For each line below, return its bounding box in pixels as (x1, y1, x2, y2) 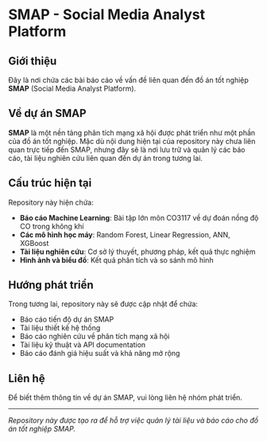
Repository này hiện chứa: (8, 197, 94, 207)
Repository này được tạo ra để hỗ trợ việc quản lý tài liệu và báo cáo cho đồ (8, 416, 259, 425)
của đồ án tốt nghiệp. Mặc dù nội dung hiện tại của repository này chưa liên (8, 136, 256, 146)
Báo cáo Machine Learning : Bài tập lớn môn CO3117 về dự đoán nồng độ (19, 213, 259, 222)
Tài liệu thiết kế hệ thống (19, 323, 101, 333)
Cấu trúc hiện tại (8, 177, 92, 190)
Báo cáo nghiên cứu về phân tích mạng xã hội (19, 332, 170, 341)
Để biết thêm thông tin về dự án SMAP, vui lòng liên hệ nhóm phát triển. (8, 392, 242, 403)
